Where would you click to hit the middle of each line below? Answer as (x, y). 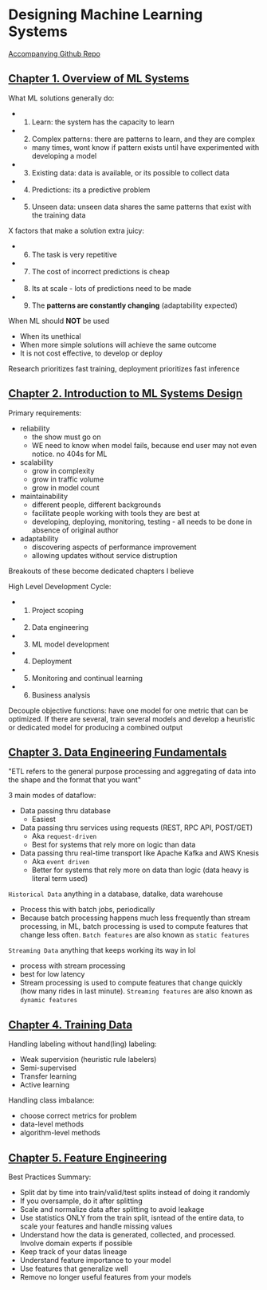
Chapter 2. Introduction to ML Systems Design (126, 393)
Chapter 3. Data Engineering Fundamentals (118, 752)
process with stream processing (73, 966)
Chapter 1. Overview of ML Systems (99, 79)
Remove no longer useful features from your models (105, 1277)
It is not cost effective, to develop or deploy (91, 353)
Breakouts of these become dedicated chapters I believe (101, 571)
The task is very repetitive (74, 254)
